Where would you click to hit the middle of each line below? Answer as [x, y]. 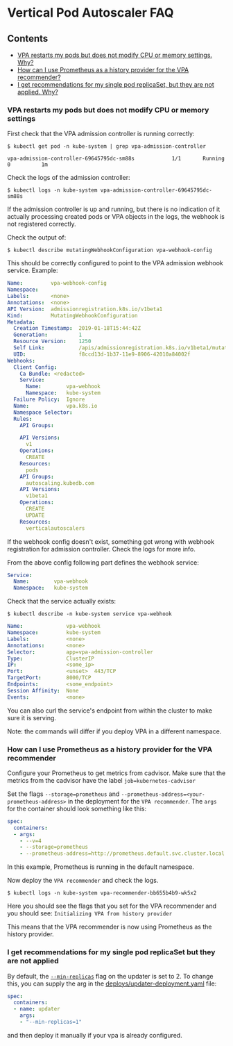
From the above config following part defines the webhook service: [103, 562]
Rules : [23, 419]
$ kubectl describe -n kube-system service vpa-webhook [89, 614]
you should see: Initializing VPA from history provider [90, 913]
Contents [28, 39]
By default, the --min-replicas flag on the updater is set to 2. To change [110, 976]
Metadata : [21, 322]
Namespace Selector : [43, 412]
